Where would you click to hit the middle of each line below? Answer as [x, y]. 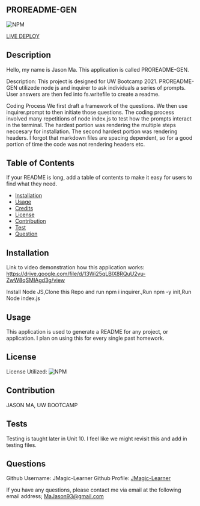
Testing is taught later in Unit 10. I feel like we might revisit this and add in [97, 439]
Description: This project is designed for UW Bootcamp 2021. [82, 81]
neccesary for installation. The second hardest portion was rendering [92, 131]
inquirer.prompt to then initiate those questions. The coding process [90, 112]
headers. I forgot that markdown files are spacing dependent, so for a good [99, 137]
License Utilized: [27, 371]
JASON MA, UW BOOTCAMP [42, 405]
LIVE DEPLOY [23, 36]
